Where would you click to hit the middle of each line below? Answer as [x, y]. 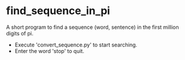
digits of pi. [20, 33]
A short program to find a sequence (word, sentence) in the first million [92, 27]
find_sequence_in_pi [58, 11]
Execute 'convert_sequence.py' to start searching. [76, 45]
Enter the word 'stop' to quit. [49, 51]
